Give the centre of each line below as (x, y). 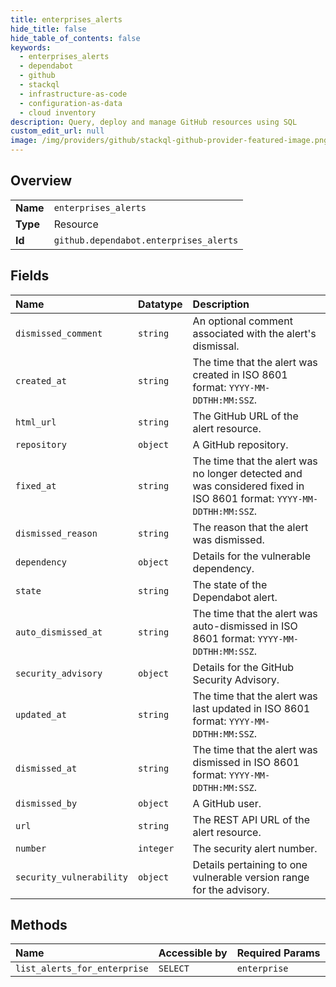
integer (156, 848)
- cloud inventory (58, 112)
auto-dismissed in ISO (245, 626)
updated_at (41, 714)
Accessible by (193, 953)
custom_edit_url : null (57, 131)
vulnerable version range (251, 877)
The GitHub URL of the (245, 416)
